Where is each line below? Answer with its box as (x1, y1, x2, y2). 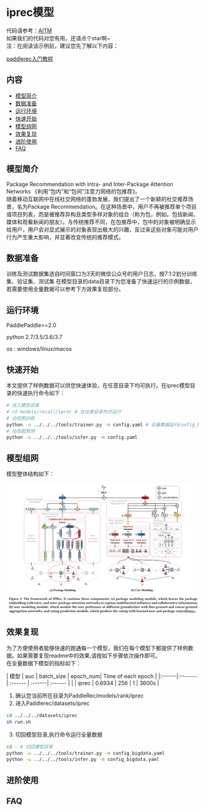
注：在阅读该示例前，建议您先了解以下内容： (6, 42, 119, 49)
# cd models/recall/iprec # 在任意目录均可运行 (6, 409, 121, 415)
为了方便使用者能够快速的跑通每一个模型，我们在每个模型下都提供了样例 (6, 644, 188, 651)
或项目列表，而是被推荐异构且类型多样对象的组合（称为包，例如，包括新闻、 (6, 210, 199, 218)
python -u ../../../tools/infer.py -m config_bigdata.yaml (6, 757, 160, 763)
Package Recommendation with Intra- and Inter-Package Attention (6, 180, 174, 188)
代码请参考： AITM (6, 27, 52, 34)
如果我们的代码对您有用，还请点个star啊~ (6, 34, 111, 41)
